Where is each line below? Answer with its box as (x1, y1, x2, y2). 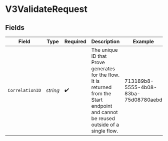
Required (64, 38, 86, 45)
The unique (91, 46, 118, 53)
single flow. (91, 128, 118, 134)
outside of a (91, 121, 119, 128)
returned (91, 84, 112, 91)
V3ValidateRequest (5, 3, 87, 15)
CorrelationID (7, 88, 41, 93)
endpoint (91, 103, 112, 109)
